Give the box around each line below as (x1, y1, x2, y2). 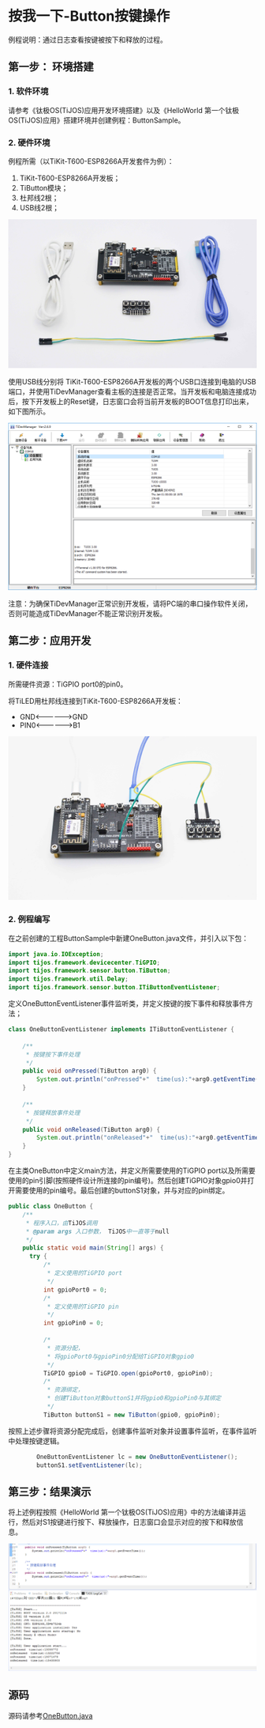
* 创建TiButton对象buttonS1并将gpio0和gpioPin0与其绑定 (47, 1394, 222, 1402)
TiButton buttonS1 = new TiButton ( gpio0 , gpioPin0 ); (43, 1411, 221, 1419)
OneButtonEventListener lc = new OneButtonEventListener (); (36, 1453, 238, 1461)
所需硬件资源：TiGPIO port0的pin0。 (8, 679, 128, 689)
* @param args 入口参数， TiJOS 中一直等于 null (25, 1227, 170, 1235)
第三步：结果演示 (8, 1484, 91, 1499)
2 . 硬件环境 (8, 137, 50, 148)
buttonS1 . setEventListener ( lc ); (36, 1461, 144, 1469)
